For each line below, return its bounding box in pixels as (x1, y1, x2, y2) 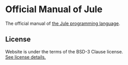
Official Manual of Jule (5, 4, 103, 15)
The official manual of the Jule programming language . (5, 20, 120, 26)
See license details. (5, 54, 46, 60)
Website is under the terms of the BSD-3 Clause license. (5, 48, 123, 54)
